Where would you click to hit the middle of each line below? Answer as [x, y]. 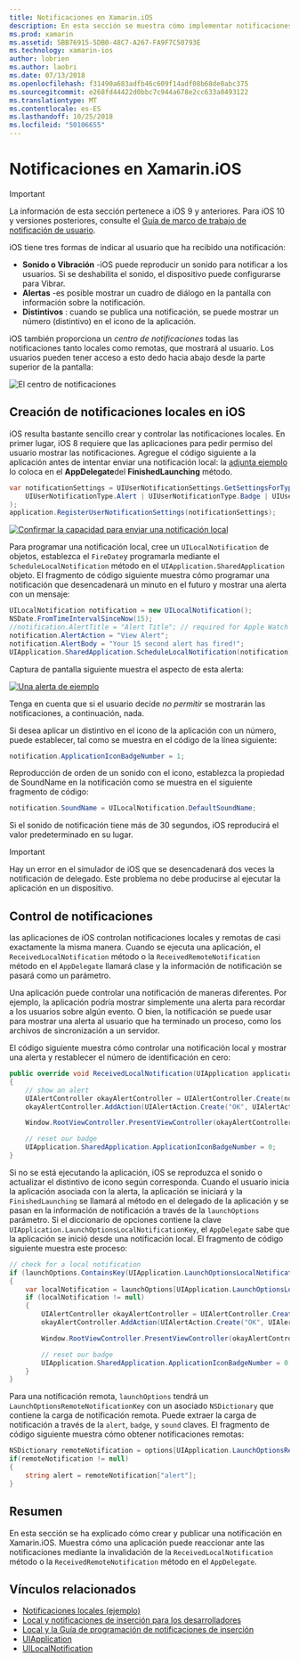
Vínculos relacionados [73, 1589]
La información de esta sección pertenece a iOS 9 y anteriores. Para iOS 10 [147, 211]
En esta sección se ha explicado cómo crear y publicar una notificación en [146, 1533]
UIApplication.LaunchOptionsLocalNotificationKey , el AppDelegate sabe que [149, 1229]
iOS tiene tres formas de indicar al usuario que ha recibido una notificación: [148, 247]
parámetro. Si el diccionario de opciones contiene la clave [116, 1219]
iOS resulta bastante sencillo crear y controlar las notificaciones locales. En [147, 434]
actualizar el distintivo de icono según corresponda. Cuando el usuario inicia [149, 1182]
